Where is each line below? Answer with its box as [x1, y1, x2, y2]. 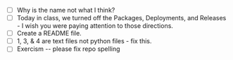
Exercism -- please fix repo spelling [16, 45, 120, 53]
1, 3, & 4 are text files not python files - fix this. [16, 37, 152, 45]
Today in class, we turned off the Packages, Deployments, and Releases [16, 14, 227, 22]
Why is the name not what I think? [16, 6, 115, 14]
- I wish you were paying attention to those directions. [16, 22, 174, 30]
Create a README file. [16, 29, 82, 38]
